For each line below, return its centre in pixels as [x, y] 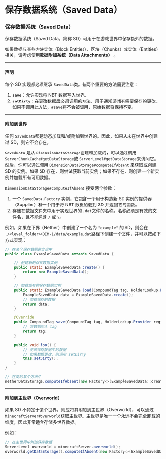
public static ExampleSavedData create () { [60, 267]
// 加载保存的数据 [39, 299]
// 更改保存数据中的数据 [45, 350]
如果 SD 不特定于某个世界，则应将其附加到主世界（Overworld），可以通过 [80, 409]
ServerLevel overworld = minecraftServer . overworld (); [63, 447]
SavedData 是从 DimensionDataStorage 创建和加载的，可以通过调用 [71, 153]
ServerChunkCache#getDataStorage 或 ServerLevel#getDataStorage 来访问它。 [82, 158]
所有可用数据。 [37, 177]
